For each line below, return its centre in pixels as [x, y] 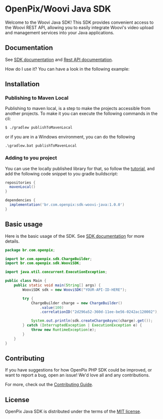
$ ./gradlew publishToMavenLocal [39, 128]
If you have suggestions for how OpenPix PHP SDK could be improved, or [79, 370]
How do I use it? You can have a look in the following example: [67, 69]
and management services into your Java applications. [60, 32]
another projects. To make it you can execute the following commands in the [81, 114]
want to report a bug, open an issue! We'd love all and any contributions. [77, 375]
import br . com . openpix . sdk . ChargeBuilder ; [49, 259]
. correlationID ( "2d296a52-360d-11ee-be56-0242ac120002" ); [99, 312]
